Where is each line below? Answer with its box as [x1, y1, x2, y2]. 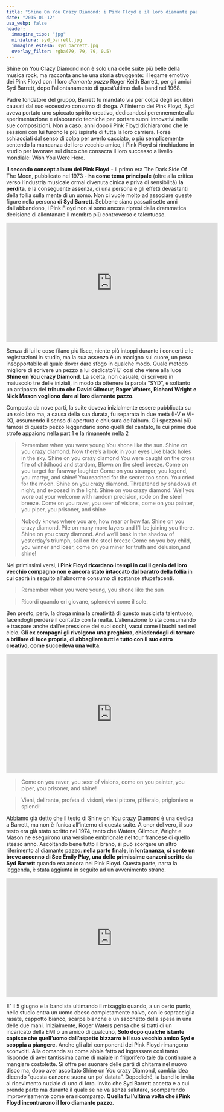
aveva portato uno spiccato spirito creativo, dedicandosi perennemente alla [6, 108, 194, 116]
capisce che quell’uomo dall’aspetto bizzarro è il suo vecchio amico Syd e [6, 1034, 195, 1042]
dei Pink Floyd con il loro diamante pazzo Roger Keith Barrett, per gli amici [6, 78, 191, 85]
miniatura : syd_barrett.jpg [11, 37, 83, 43]
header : [6, 25, 26, 32]
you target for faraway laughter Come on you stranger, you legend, [21, 467, 188, 474]
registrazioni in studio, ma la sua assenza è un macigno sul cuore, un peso [6, 353, 192, 361]
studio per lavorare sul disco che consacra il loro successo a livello [6, 147, 173, 155]
